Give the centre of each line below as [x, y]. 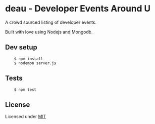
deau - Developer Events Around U [78, 9]
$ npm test [25, 89]
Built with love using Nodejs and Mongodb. [49, 32]
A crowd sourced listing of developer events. [51, 22]
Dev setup [21, 47]
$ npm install [28, 59]
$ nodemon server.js [35, 63]
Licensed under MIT [26, 117]
